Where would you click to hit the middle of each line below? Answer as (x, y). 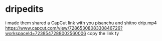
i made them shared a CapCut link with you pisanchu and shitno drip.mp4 (81, 23)
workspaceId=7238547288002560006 (46, 33)
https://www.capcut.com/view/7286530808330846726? (64, 28)
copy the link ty (103, 33)
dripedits (25, 9)
